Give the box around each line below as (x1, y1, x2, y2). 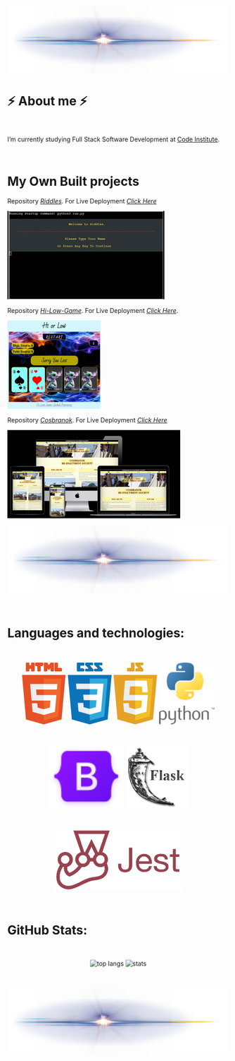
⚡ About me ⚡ (7, 93, 88, 109)
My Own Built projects (7, 173, 139, 189)
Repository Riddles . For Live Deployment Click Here (7, 196, 157, 205)
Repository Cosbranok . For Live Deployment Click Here (7, 415, 167, 424)
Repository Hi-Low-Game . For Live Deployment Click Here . (7, 306, 179, 314)
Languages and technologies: (7, 625, 185, 641)
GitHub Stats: (7, 923, 88, 938)
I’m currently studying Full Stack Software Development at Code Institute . (7, 135, 220, 143)
